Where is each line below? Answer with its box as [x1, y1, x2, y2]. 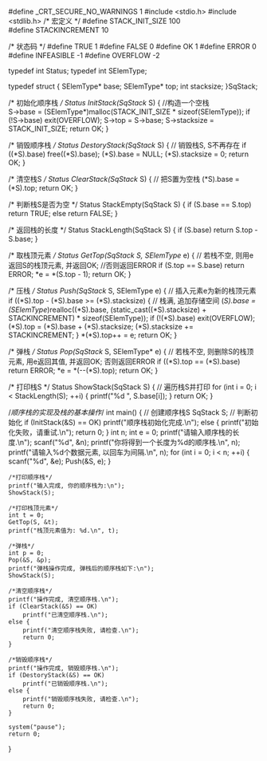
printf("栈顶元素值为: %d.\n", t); [8, 526, 120, 534]
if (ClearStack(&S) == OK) [8, 602, 98, 610]
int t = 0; [8, 511, 45, 519]
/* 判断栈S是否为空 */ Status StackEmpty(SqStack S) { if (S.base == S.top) [8, 199, 252, 209]
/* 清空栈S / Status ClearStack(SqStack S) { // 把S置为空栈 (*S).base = [8, 175, 241, 183]
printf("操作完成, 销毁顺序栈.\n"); [8, 664, 120, 672]
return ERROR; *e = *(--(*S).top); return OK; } [8, 366, 159, 375]
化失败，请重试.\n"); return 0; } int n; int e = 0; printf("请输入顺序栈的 [8, 428, 233, 437]
